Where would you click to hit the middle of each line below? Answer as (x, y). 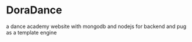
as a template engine (32, 32)
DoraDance (34, 10)
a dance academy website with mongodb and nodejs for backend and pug (96, 26)
